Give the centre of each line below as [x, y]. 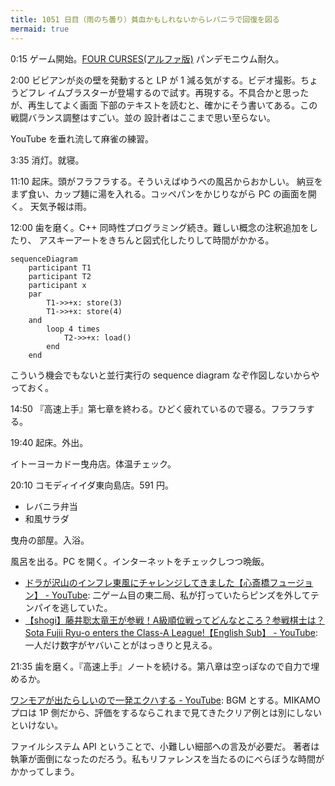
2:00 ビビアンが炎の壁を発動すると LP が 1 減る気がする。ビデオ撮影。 [155, 80]
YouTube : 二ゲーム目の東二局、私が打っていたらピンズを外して [181, 595]
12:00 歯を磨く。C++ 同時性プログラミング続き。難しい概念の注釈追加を [160, 227]
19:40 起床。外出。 [49, 442]
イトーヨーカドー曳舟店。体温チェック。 [93, 463]
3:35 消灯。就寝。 [47, 160]
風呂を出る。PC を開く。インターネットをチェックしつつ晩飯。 [140, 561]
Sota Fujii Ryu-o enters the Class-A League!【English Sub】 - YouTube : [171, 632]
